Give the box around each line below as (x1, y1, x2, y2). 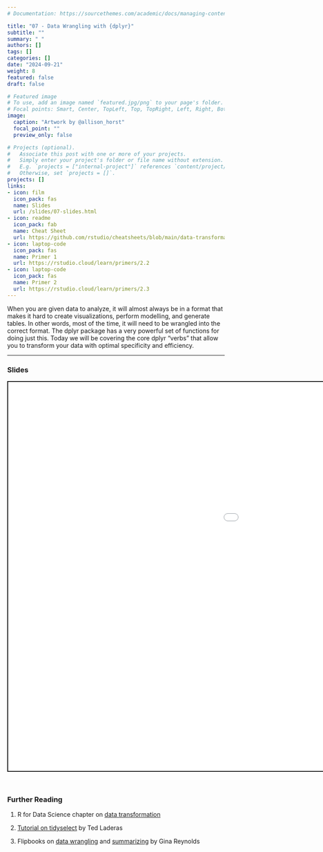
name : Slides (13, 202, 51, 209)
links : (7, 183, 26, 189)
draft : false (7, 80, 45, 87)
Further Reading (7, 795, 63, 804)
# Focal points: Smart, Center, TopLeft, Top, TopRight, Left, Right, (7, 106, 215, 113)
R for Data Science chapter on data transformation (17, 811, 161, 819)
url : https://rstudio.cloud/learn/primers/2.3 (13, 285, 150, 293)
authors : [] (7, 42, 41, 49)
